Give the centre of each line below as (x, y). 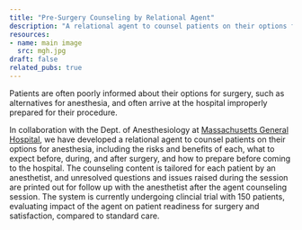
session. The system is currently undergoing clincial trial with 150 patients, (147, 196)
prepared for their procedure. (64, 112)
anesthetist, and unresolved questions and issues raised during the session (149, 177)
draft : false (34, 59)
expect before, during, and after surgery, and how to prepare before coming (150, 158)
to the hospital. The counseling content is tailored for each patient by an (142, 168)
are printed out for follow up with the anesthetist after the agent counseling (148, 187)
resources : (30, 34)
